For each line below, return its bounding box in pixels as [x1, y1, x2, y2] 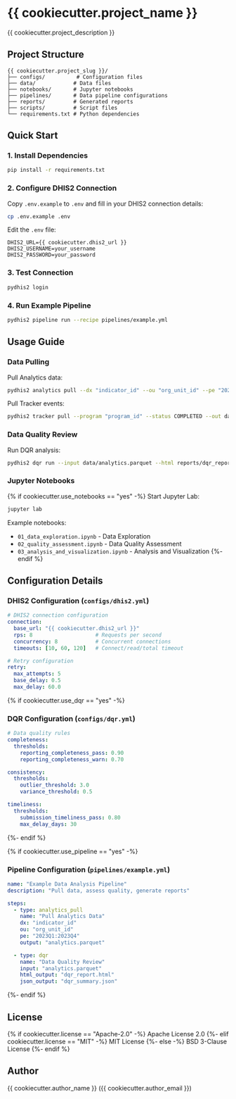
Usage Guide [7, 336, 65, 348]
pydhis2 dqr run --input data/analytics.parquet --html [7, 459, 174, 466]
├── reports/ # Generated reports [7, 98, 133, 105]
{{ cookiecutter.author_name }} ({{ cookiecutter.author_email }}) [7, 1084, 192, 1092]
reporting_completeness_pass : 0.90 [20, 749, 124, 756]
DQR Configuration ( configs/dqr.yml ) [7, 713, 136, 723]
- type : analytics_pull [13, 906, 83, 913]
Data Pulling [7, 357, 50, 367]
